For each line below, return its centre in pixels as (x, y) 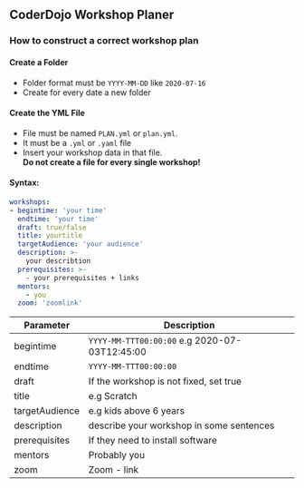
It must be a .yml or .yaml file (77, 142)
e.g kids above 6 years (137, 411)
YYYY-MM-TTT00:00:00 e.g (140, 341)
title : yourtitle (50, 236)
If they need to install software (152, 441)
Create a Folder (39, 62)
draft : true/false (52, 227)
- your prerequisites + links (83, 278)
